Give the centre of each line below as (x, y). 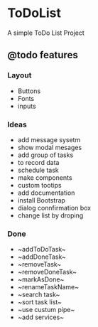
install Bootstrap (42, 200)
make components (45, 177)
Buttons (29, 91)
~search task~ (39, 295)
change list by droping (50, 215)
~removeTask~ (39, 264)
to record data (38, 162)
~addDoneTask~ (42, 257)
